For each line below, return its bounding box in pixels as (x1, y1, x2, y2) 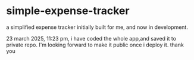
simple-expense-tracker (6, 4, 130, 18)
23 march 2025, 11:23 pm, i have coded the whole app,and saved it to (6, 35, 177, 42)
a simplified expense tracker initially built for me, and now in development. (6, 24, 189, 31)
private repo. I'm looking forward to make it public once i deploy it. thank (6, 41, 184, 48)
